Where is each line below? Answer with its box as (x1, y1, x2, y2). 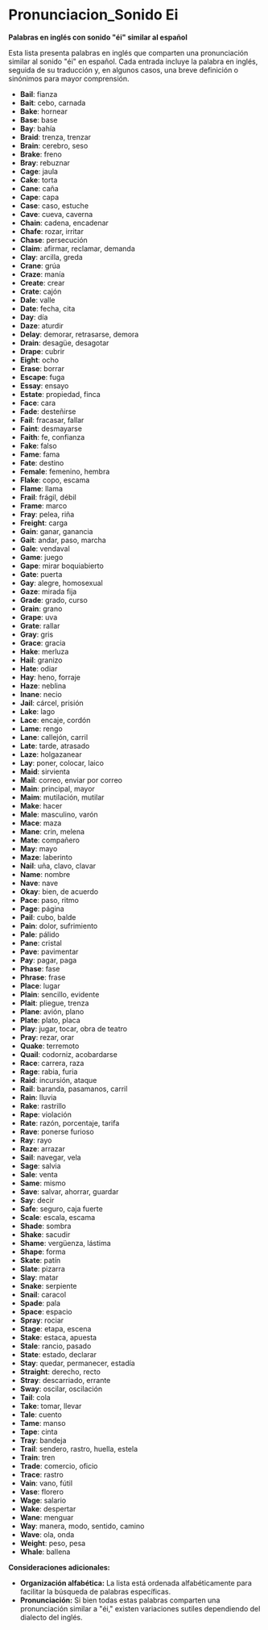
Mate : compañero (19, 835, 80, 845)
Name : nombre (19, 869, 71, 879)
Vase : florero (19, 1486, 64, 1496)
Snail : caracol (19, 1289, 67, 1299)
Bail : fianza (19, 89, 58, 98)
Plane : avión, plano (19, 1006, 85, 1016)
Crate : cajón (19, 286, 62, 296)
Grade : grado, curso (19, 595, 89, 604)
